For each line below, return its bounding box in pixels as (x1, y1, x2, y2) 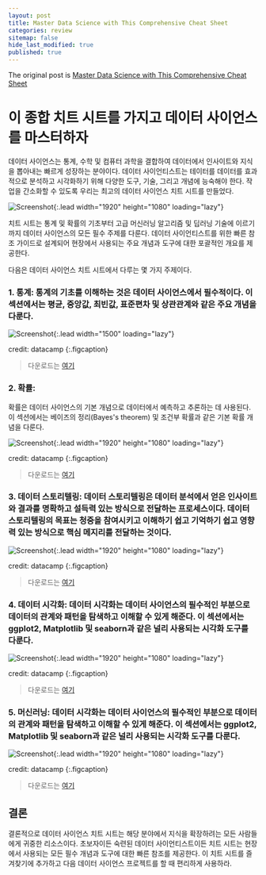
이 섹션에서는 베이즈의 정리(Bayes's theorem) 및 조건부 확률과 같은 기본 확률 (8, 412, 245, 421)
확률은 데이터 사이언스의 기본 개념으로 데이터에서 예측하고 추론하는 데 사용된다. (8, 402, 252, 412)
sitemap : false (8, 33, 59, 42)
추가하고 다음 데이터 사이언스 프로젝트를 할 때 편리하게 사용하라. (35, 858, 232, 869)
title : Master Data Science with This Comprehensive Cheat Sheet (8, 19, 228, 27)
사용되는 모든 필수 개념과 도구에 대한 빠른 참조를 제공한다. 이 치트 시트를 (22, 849, 245, 858)
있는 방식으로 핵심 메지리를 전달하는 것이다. (17, 527, 172, 538)
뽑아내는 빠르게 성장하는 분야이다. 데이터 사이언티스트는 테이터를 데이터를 (16, 166, 243, 175)
